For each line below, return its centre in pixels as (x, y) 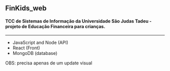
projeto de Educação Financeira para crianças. (55, 26)
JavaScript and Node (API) (40, 42)
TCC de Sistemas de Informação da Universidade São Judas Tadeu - (78, 21)
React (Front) (26, 48)
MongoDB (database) (35, 53)
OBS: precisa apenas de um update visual (49, 63)
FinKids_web (26, 8)
